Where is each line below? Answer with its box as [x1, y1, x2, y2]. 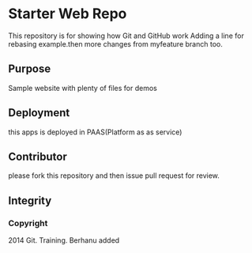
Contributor [8, 149, 67, 163]
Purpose [8, 62, 51, 76]
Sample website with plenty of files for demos [8, 83, 158, 93]
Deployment [8, 106, 70, 119]
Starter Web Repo [8, 5, 127, 23]
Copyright [8, 217, 48, 228]
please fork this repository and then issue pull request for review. [8, 171, 220, 180]
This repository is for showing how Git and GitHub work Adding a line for [8, 31, 245, 40]
